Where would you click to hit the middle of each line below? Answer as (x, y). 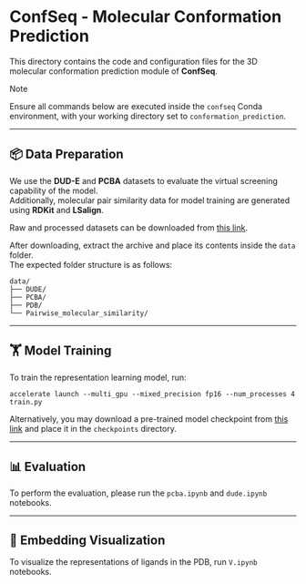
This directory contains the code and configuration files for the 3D (133, 61)
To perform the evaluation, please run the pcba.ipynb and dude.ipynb (138, 493)
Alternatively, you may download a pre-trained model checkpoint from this (149, 419)
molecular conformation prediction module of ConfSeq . (114, 71)
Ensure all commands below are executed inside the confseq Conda (136, 106)
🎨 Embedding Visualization (87, 540)
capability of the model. (54, 190)
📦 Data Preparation (66, 154)
